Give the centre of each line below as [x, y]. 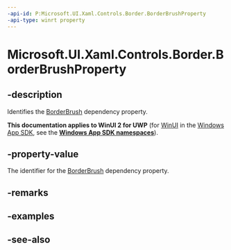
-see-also [29, 240]
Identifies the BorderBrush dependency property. [77, 111]
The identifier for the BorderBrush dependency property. [88, 171]
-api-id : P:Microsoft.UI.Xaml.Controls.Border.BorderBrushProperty [107, 14]
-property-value [43, 154]
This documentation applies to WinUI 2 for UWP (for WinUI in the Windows [115, 125]
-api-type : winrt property [46, 20]
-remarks [28, 193]
